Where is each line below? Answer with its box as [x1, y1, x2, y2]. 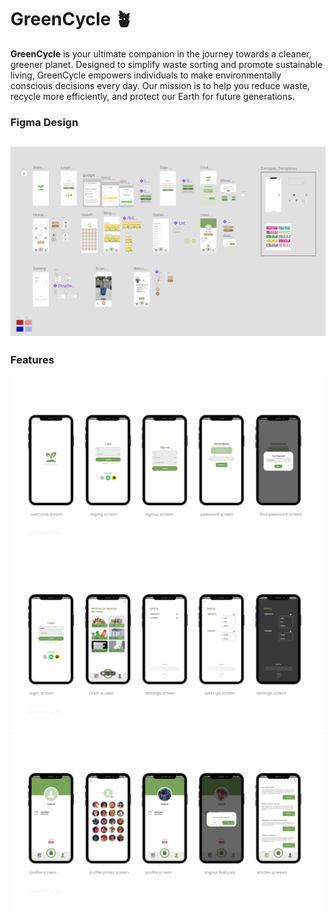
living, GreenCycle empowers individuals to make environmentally [10, 69, 282, 81]
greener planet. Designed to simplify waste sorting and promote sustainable [10, 58, 323, 70]
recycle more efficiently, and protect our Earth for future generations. [10, 90, 295, 102]
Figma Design [10, 115, 79, 129]
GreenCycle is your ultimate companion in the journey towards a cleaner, [10, 47, 312, 60]
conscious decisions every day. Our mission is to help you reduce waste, [10, 79, 310, 91]
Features [10, 352, 55, 366]
